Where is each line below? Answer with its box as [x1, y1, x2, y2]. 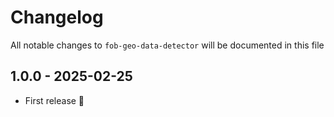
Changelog [10, 6, 104, 29]
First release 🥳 [24, 94, 85, 106]
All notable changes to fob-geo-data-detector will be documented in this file [10, 39, 325, 51]
